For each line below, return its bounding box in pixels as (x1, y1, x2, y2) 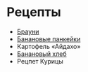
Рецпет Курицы (16, 57, 64, 65)
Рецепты (6, 4, 61, 20)
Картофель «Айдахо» (16, 42, 81, 50)
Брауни (16, 27, 39, 36)
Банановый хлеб (16, 50, 68, 58)
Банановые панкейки (16, 34, 81, 43)
